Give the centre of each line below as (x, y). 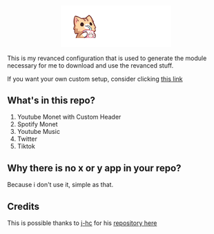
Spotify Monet (37, 124)
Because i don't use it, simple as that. (60, 185)
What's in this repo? (51, 100)
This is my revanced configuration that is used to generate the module (107, 58)
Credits (23, 206)
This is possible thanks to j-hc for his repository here (82, 223)
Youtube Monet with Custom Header (69, 117)
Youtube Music (39, 132)
